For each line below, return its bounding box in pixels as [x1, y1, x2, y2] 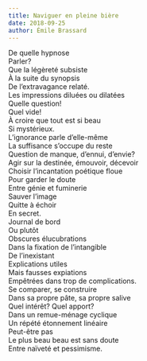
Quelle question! [8, 99, 62, 108]
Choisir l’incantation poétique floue [8, 166, 123, 176]
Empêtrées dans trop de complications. [8, 276, 137, 286]
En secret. [8, 208, 41, 219]
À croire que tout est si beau [8, 116, 101, 126]
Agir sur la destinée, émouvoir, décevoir [8, 158, 139, 168]
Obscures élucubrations [8, 234, 87, 243]
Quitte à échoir [8, 200, 57, 210]
